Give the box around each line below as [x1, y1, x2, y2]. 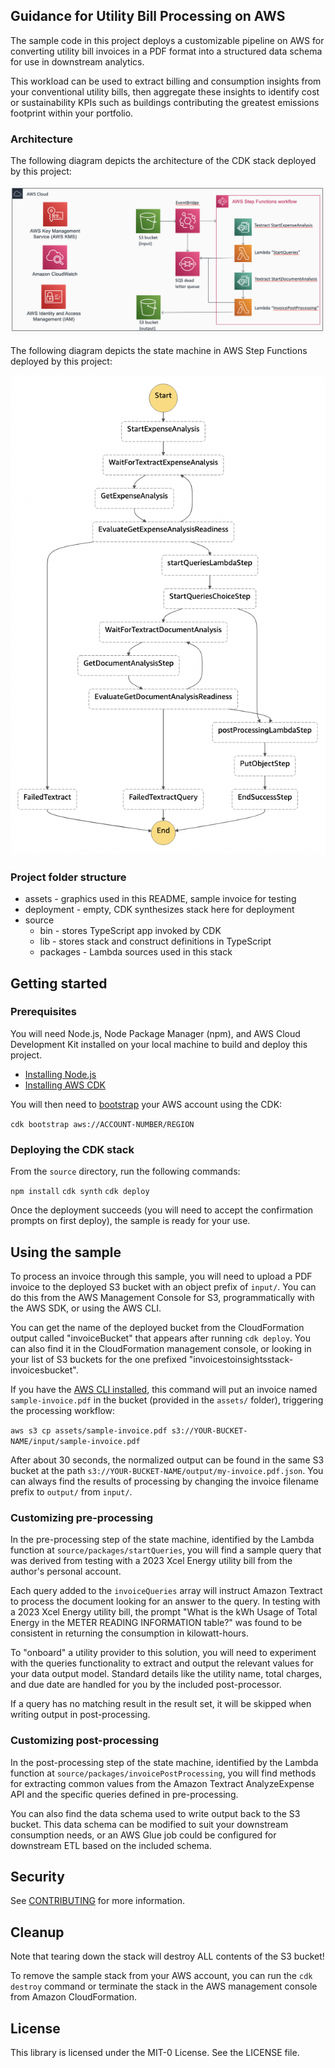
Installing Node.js [24, 1068, 97, 1080]
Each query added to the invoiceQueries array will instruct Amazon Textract [10, 1585, 323, 1597]
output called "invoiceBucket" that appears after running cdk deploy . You [10, 1332, 311, 1344]
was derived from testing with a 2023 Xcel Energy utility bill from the [10, 1555, 293, 1567]
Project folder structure [10, 870, 127, 884]
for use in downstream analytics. [10, 55, 145, 68]
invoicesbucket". [10, 1364, 79, 1376]
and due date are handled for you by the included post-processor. [10, 1679, 282, 1691]
